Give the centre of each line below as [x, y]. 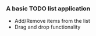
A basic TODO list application [48, 9]
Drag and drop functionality [47, 27]
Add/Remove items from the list [52, 21]
